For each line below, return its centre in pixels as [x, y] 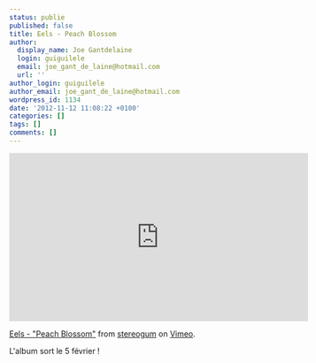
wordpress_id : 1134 [45, 100]
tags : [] [25, 125]
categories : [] [37, 116]
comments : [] [33, 133]
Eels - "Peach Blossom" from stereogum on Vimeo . [103, 334]
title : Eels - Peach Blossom [63, 34]
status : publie [37, 17]
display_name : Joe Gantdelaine [75, 50]
